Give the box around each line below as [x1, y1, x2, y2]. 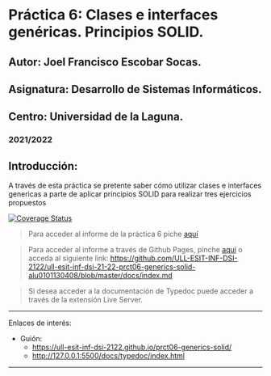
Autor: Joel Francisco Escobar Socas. [8, 55, 202, 69]
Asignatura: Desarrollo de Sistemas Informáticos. [8, 82, 262, 96]
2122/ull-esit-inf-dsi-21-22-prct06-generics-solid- [27, 262, 196, 272]
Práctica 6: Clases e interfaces [8, 6, 219, 24]
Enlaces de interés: [8, 318, 72, 328]
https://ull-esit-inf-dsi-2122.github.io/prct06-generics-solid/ [31, 342, 232, 353]
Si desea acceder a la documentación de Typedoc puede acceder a [27, 286, 254, 296]
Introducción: [8, 159, 78, 173]
